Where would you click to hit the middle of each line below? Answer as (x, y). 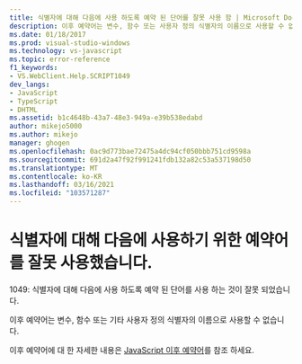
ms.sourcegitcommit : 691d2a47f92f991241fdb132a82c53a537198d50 (130, 160)
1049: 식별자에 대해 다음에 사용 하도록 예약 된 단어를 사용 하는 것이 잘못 (134, 289)
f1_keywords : (34, 68)
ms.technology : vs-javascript (66, 51)
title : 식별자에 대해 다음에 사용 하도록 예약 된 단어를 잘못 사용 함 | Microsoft (145, 18)
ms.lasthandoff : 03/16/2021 (62, 185)
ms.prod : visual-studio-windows (70, 43)
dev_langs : (30, 84)
